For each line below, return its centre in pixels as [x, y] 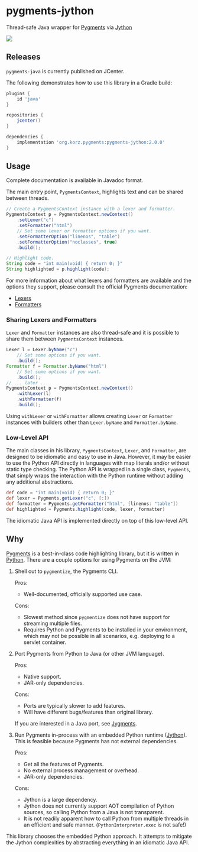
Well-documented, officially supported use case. [83, 594]
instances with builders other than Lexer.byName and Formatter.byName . [92, 422]
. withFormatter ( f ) [39, 399]
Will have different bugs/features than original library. [88, 712]
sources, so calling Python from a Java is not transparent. [94, 812]
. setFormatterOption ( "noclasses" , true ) [67, 242]
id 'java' [29, 99]
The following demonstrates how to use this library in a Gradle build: [89, 82]
